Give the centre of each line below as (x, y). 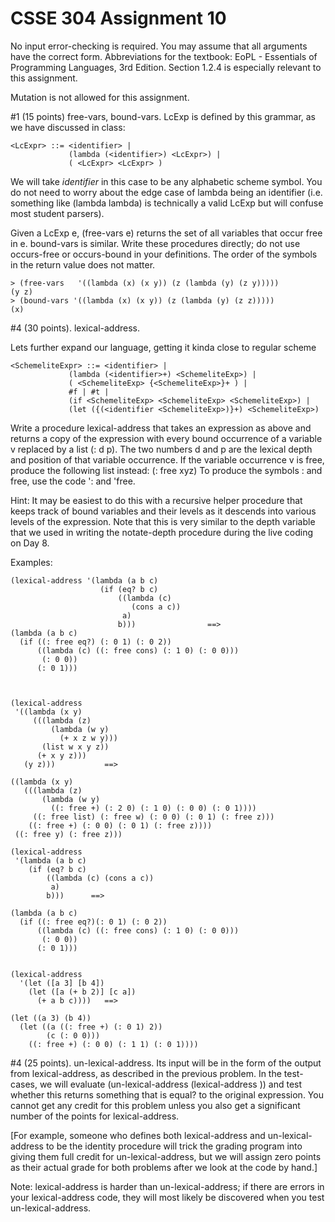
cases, (24, 1084)
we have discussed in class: (68, 127)
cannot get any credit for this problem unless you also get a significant (155, 1105)
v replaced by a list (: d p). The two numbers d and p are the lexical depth (161, 449)
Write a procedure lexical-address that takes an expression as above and (161, 428)
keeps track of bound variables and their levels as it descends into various (163, 511)
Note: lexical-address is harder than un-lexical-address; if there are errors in (167, 1186)
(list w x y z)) (75, 747)
